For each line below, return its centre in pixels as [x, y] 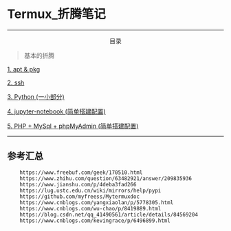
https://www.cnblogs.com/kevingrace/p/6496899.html [95, 221]
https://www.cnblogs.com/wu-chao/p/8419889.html [90, 208]
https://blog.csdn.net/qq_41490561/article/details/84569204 [109, 214]
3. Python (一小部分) [36, 96]
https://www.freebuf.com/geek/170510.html [81, 173]
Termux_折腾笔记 [57, 14]
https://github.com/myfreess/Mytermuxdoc [79, 197]
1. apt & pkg [24, 69]
